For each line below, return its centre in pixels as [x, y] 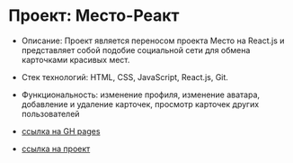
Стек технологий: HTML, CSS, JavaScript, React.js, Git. [124, 77]
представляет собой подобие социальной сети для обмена [136, 50]
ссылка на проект [56, 149]
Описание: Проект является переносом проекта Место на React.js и [153, 41]
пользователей [50, 113]
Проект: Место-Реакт [94, 16]
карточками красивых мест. [75, 59]
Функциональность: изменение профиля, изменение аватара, [141, 95]
